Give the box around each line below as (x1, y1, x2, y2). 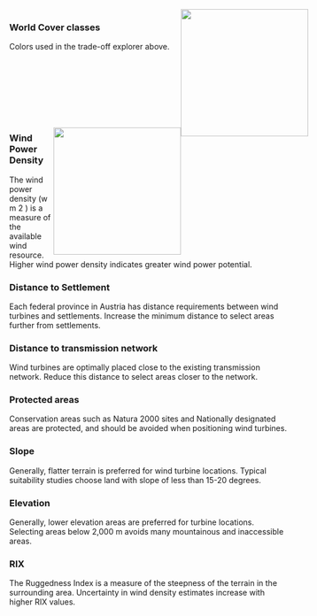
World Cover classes (9, 21, 101, 34)
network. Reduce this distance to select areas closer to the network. (9, 372, 259, 382)
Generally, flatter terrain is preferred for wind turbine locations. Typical (9, 465, 267, 476)
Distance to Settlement (9, 281, 111, 293)
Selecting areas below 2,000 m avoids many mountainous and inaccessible (9, 527, 284, 537)
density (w (9, 193, 49, 204)
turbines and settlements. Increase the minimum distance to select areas (9, 310, 274, 321)
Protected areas (9, 394, 80, 406)
